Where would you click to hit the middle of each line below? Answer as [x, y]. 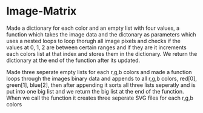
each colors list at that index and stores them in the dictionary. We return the [102, 53]
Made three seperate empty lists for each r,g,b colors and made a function [99, 72]
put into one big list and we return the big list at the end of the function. [95, 91]
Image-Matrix [42, 11]
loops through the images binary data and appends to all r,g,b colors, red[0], [101, 78]
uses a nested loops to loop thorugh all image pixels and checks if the [93, 41]
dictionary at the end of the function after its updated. [73, 60]
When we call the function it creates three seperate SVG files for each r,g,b [100, 98]
